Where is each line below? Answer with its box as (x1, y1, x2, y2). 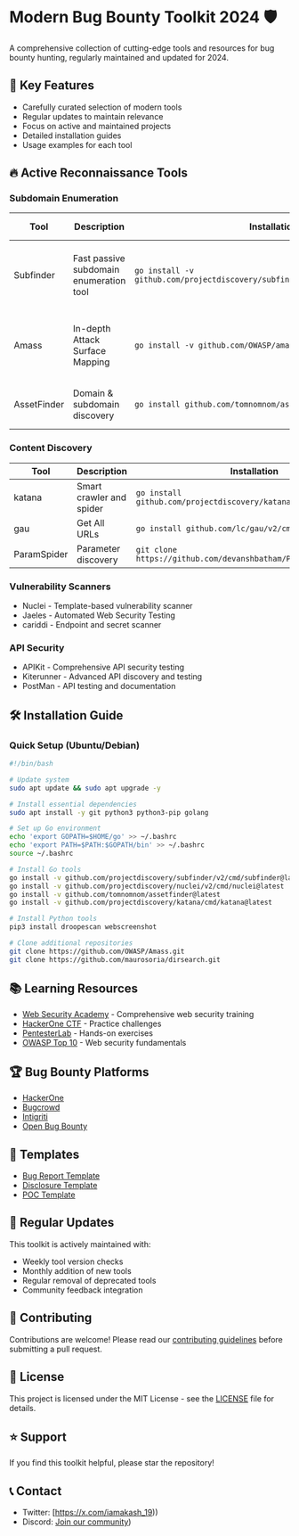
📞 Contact (9, 1483, 62, 1499)
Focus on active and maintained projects (21, 120, 172, 131)
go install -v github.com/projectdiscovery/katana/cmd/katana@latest (9, 898, 273, 908)
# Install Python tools (9, 915, 98, 924)
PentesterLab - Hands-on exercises (21, 1028, 154, 1039)
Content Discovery (9, 442, 93, 455)
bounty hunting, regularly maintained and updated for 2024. (9, 52, 230, 62)
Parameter (77, 542, 121, 554)
